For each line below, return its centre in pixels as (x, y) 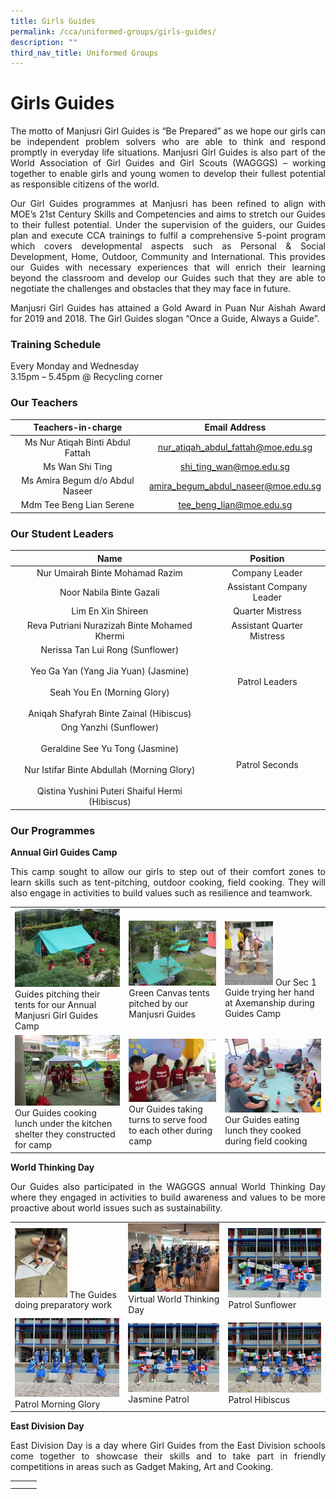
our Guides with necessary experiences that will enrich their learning (168, 267)
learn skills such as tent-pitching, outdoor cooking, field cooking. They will (168, 882)
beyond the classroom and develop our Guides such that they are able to (168, 278)
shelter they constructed (65, 1134)
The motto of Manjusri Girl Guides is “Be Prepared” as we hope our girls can (168, 131)
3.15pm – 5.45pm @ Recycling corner (86, 377)
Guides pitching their (57, 994)
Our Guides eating (262, 1119)
